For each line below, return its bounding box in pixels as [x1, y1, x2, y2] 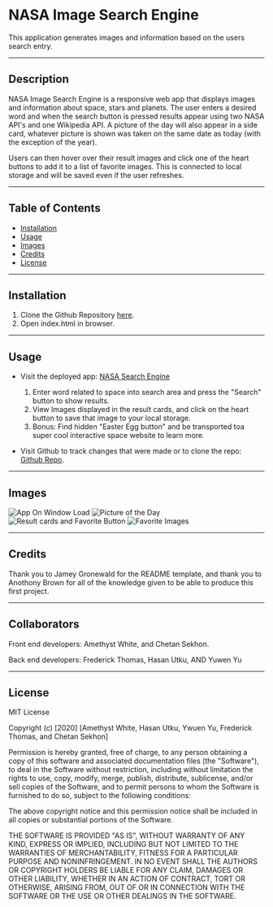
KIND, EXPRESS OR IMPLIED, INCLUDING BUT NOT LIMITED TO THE [8, 840, 239, 849]
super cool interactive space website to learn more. [32, 431, 205, 440]
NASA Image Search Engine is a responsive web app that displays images [8, 93, 256, 103]
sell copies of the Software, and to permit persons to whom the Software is [8, 782, 260, 792]
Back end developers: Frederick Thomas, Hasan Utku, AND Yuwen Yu [8, 654, 242, 664]
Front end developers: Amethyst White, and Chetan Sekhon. [8, 639, 210, 649]
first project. [8, 586, 50, 596]
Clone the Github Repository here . [19, 310, 135, 320]
